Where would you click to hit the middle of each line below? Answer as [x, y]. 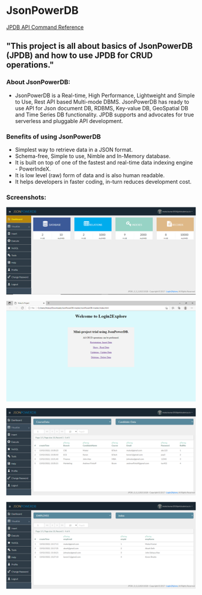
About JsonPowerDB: [38, 82]
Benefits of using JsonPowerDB [54, 136]
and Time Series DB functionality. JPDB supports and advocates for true [104, 115]
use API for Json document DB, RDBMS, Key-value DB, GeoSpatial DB [101, 108]
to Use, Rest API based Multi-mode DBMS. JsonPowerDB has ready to [102, 102]
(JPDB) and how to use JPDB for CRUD [80, 56]
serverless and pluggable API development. [69, 121]
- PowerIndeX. [33, 169]
